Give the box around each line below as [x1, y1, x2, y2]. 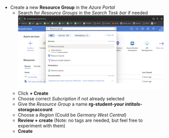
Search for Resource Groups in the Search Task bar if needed [17, 10, 148, 16]
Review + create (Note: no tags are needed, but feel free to [17, 117, 143, 123]
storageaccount [17, 106, 53, 113]
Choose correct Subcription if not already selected [17, 95, 125, 101]
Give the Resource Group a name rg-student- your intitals [17, 101, 140, 107]
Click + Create [17, 90, 49, 96]
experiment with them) [17, 122, 65, 129]
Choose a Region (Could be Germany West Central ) [17, 112, 127, 118]
